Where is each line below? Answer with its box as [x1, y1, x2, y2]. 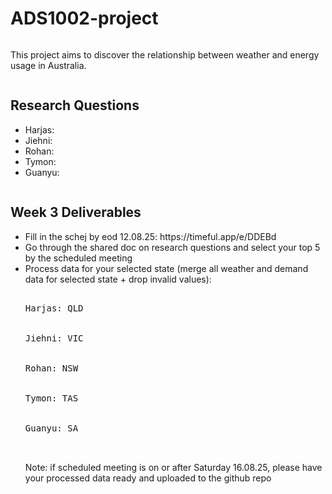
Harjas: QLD [24, 302, 84, 314]
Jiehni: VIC [24, 332, 84, 344]
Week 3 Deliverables [10, 204, 142, 221]
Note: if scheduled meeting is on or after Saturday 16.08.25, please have [24, 461, 323, 473]
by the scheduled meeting [24, 252, 133, 264]
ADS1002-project [10, 7, 159, 30]
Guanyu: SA [24, 422, 79, 434]
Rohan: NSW [24, 362, 79, 374]
